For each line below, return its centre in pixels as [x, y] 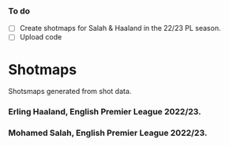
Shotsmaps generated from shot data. [70, 92]
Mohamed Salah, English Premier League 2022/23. [108, 133]
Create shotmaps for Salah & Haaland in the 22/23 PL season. [120, 28]
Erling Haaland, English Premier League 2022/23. [105, 112]
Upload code [41, 37]
